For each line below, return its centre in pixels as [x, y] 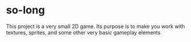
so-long [25, 10]
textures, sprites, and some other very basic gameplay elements [83, 32]
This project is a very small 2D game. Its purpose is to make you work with [95, 26]
